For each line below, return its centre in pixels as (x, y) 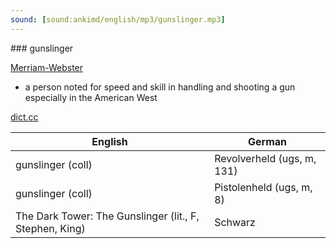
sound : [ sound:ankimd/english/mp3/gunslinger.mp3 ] (118, 19)
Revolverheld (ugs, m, (265, 158)
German (268, 141)
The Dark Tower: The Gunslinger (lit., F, (107, 216)
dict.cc (24, 117)
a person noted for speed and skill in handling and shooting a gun (160, 87)
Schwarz (235, 222)
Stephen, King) (50, 228)
